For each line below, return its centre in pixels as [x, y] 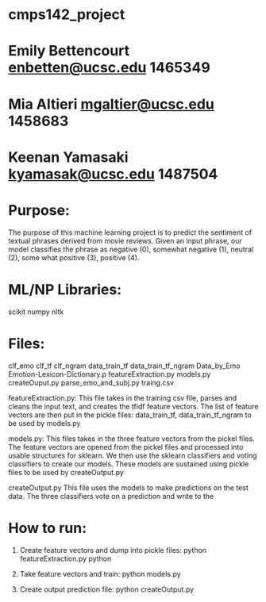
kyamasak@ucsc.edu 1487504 [113, 174]
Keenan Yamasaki [68, 157]
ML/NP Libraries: [65, 289]
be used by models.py [44, 423]
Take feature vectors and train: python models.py [100, 573]
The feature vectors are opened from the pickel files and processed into [126, 447]
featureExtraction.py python [66, 558]
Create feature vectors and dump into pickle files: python [113, 550]
